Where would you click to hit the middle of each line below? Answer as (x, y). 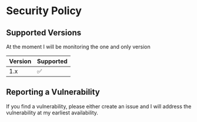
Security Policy (44, 11)
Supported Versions (44, 33)
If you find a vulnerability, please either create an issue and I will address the (99, 106)
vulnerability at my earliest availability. (52, 113)
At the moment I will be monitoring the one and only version (79, 47)
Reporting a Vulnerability (53, 92)
